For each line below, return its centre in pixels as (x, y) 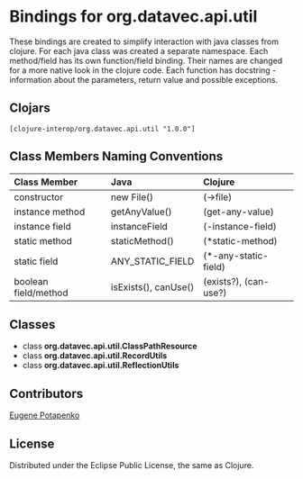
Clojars (30, 108)
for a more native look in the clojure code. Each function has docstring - (143, 70)
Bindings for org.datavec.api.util (133, 17)
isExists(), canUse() (153, 287)
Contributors (46, 393)
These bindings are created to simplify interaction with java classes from (144, 41)
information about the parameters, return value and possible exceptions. (143, 79)
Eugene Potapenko (45, 415)
